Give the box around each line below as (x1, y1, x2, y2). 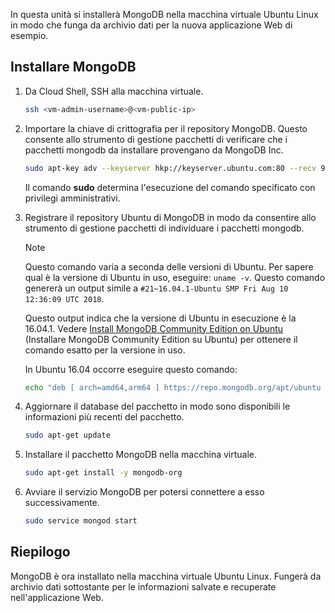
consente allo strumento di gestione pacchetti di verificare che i (24, 133, 288, 145)
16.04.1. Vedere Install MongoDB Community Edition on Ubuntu (24, 322, 284, 334)
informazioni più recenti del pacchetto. (24, 411, 185, 423)
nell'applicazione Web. (10, 591, 104, 603)
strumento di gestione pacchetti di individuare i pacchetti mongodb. (24, 222, 305, 234)
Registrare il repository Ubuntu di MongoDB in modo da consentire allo (24, 211, 317, 223)
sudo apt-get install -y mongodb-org (24, 468, 183, 478)
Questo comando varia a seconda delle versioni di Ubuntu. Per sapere (24, 260, 314, 273)
